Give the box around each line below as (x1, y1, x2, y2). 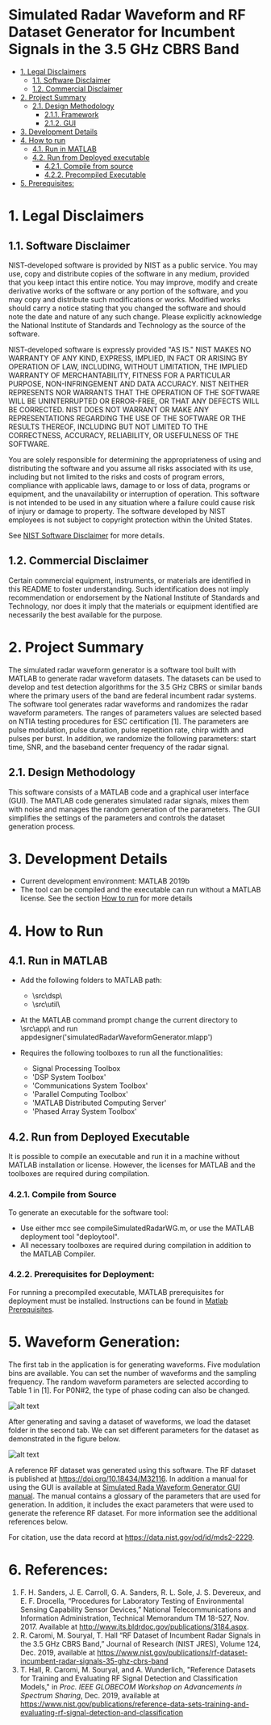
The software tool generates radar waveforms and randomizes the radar (8, 699, 248, 709)
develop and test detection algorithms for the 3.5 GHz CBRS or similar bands (8, 681, 263, 692)
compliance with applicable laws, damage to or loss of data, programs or (8, 480, 251, 490)
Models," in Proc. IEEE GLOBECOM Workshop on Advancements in (19, 1681, 243, 1691)
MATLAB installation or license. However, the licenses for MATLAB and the (8, 1160, 256, 1170)
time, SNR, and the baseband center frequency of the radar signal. (8, 742, 230, 752)
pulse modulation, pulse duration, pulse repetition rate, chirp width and (8, 725, 244, 735)
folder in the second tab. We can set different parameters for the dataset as (8, 1425, 260, 1435)
